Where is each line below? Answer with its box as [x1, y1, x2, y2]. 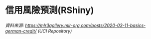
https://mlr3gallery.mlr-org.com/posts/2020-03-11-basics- [24, 22, 146, 28]
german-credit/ [5, 28, 37, 34]
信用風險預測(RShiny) [5, 4, 94, 16]
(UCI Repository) [37, 28, 72, 34]
